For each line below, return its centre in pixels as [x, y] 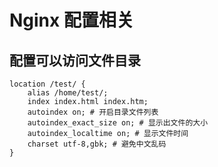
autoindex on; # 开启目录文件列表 [93, 112]
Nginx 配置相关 [71, 20]
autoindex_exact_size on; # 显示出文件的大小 [118, 123]
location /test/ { [47, 84]
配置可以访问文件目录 [75, 60]
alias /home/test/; [68, 93]
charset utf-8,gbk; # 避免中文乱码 [97, 144]
